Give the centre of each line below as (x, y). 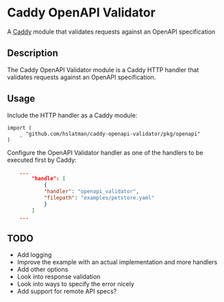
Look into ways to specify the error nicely (76, 284)
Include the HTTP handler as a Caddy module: (72, 115)
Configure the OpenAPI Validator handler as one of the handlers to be (105, 152)
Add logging (34, 255)
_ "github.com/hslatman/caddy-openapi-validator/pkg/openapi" (110, 134)
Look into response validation (59, 277)
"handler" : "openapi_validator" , (91, 191)
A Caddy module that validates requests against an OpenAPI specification (111, 32)
